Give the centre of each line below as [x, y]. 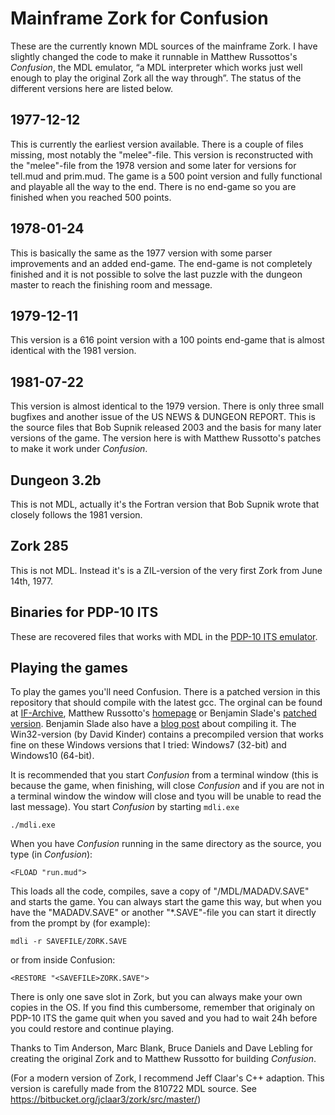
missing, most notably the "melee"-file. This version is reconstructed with [162, 154]
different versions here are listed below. [91, 88]
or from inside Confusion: [63, 960]
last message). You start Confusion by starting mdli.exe [125, 807]
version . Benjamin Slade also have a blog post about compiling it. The [153, 724]
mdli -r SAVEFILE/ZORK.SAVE [69, 942]
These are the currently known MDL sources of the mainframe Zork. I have [164, 46]
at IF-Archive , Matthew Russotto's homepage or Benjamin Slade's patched [163, 713]
